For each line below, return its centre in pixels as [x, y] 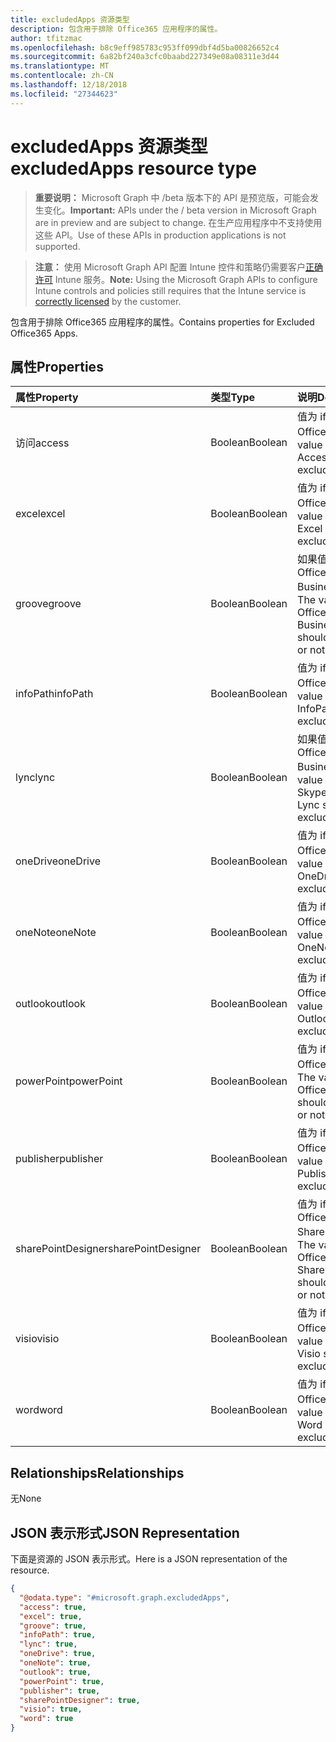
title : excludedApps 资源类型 [70, 19]
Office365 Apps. [44, 333]
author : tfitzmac [46, 38]
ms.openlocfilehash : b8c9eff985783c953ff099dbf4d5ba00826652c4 [145, 47]
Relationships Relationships [97, 1472]
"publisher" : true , [60, 1691]
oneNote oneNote [56, 933]
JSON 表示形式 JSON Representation [125, 1532]
